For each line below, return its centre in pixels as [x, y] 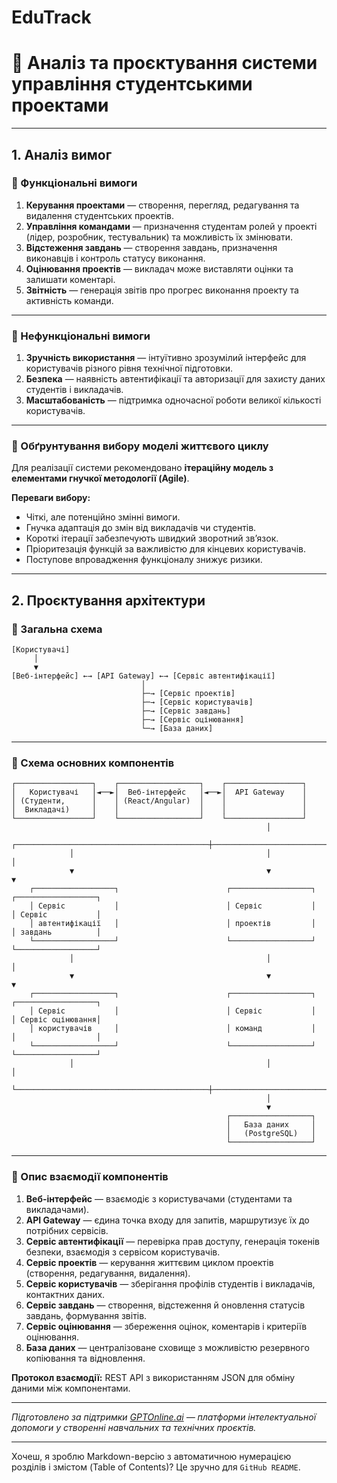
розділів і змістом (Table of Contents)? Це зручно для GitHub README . [156, 1467]
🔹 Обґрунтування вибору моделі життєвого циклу [140, 446]
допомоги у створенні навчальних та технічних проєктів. [134, 1427]
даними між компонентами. [71, 1388]
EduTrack [51, 17]
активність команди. [69, 300]
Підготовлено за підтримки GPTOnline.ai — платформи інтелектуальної [164, 1417]
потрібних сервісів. [67, 1230]
